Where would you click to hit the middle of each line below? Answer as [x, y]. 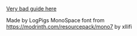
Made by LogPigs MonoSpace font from [55, 20]
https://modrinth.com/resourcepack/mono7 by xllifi [69, 27]
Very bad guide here [31, 9]
